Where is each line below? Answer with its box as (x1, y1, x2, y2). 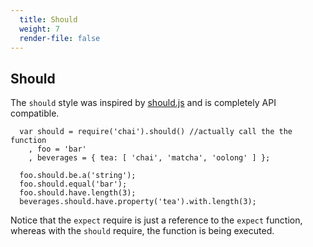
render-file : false (19, 33, 101, 43)
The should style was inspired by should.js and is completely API (10, 97, 277, 109)
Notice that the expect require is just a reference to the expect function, (10, 214, 303, 226)
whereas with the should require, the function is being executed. (10, 225, 275, 237)
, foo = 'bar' (28, 144, 87, 155)
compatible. (10, 107, 60, 120)
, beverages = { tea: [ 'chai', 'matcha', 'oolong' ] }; (28, 153, 271, 163)
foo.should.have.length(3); (19, 188, 137, 198)
